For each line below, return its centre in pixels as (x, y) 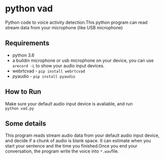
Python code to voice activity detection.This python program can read (76, 22)
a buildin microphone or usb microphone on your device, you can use (83, 60)
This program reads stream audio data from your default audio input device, (82, 135)
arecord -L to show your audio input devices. (58, 65)
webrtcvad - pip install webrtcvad (49, 71)
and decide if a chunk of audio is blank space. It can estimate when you (78, 141)
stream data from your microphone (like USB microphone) (64, 27)
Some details (26, 124)
